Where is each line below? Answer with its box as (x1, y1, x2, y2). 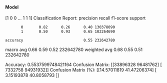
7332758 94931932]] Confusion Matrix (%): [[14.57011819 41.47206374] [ (5, 67, 157, 73)
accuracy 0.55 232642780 (5, 38, 115, 43)
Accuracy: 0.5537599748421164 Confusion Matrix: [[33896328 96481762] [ (5, 61, 162, 67)
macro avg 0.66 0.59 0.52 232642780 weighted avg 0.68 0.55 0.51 (5, 46, 143, 52)
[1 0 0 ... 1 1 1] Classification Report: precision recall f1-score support (5, 15, 146, 21)
